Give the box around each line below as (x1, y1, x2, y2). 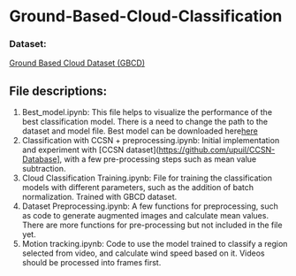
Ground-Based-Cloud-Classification (9, 6, 283, 27)
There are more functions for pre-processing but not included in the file (21, 219, 283, 231)
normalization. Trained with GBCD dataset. (21, 192, 178, 203)
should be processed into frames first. (21, 257, 162, 268)
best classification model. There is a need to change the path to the (21, 117, 268, 127)
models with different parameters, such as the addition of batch (21, 182, 254, 193)
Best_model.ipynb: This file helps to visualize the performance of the (21, 107, 272, 118)
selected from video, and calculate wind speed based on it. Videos (21, 248, 265, 258)
